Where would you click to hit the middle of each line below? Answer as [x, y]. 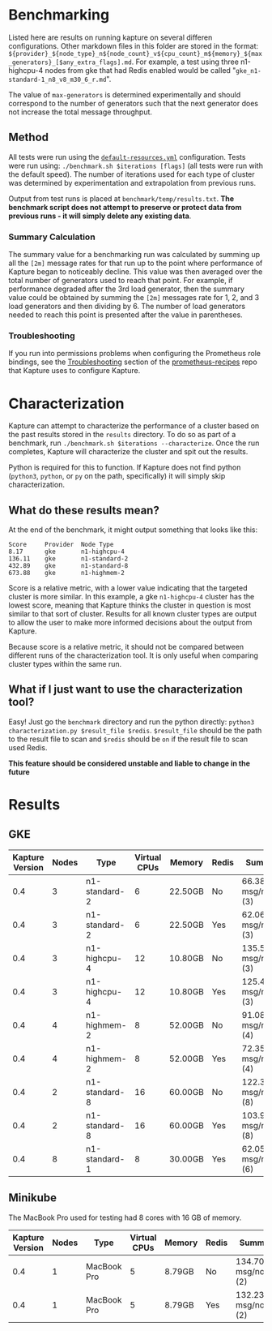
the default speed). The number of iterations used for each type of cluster [132, 174]
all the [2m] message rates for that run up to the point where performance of [136, 263]
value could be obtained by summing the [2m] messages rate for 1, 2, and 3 [134, 298]
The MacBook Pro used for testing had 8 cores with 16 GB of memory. [125, 1217]
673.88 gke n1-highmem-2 [67, 573]
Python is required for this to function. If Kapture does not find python [125, 467]
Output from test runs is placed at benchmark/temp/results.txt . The [121, 198]
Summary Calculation [52, 237]
